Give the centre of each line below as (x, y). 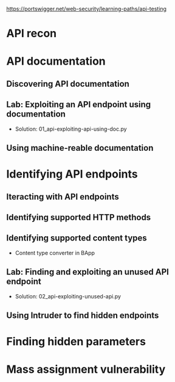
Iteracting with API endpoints (63, 197)
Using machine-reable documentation (80, 148)
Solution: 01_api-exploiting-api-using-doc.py (71, 129)
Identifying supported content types (77, 238)
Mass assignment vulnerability (86, 369)
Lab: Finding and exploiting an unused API (87, 272)
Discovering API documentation (68, 84)
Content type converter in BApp (55, 253)
